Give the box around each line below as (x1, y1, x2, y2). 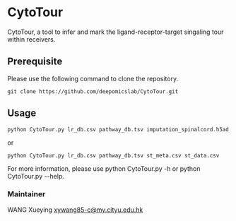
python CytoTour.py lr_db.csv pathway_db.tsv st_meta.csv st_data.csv (7, 152, 220, 159)
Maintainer (7, 189, 46, 199)
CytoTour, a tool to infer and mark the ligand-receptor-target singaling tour (7, 28, 224, 36)
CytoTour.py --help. (7, 172, 65, 180)
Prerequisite (7, 56, 63, 68)
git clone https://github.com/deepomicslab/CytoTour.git (7, 88, 179, 95)
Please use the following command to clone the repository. (7, 74, 179, 83)
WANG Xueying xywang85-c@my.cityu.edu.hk (7, 205, 143, 214)
